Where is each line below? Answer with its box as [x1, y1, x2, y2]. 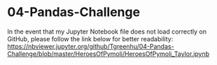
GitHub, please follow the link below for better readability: [7, 34, 174, 43]
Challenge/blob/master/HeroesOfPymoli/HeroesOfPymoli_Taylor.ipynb [7, 50, 210, 58]
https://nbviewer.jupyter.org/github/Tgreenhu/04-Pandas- [7, 42, 174, 50]
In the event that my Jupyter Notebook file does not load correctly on [7, 27, 207, 36]
